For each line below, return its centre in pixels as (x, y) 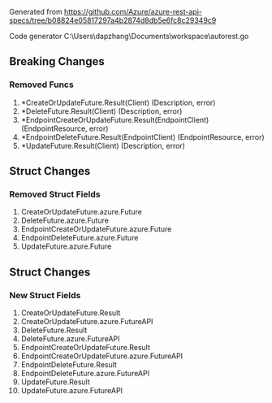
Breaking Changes (57, 61)
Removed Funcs (41, 84)
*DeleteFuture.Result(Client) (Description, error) (101, 111)
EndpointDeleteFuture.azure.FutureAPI (85, 374)
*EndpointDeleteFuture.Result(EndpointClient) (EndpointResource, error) (142, 136)
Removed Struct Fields (55, 194)
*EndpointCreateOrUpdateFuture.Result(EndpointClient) (115, 119)
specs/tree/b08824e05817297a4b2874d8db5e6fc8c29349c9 (113, 20)
